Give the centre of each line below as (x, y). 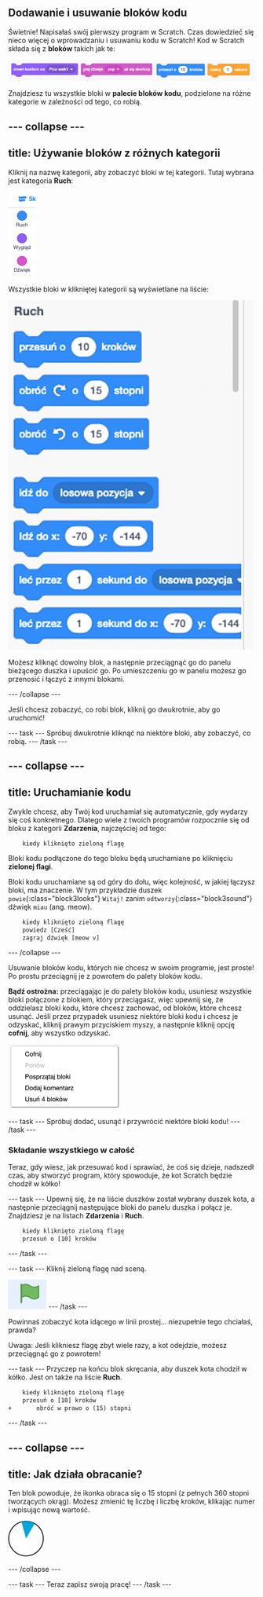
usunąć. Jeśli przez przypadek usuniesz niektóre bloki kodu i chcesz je (123, 1016)
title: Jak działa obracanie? (75, 1474)
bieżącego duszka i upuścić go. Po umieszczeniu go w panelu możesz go (127, 670)
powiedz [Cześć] (49, 930)
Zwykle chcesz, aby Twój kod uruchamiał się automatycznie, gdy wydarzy (128, 811)
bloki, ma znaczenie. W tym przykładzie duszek (85, 890)
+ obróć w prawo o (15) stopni (70, 1408)
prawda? (22, 1330)
